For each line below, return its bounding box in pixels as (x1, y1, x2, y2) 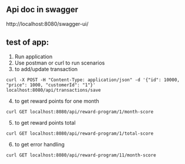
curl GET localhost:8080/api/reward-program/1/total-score (6, 130, 154, 136)
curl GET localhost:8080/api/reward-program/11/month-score (6, 152, 157, 158)
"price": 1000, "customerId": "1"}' (6, 82, 96, 88)
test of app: (6, 38, 49, 48)
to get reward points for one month (14, 97, 99, 105)
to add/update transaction (14, 65, 78, 72)
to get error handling (14, 140, 65, 148)
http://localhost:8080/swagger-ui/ (6, 20, 89, 27)
